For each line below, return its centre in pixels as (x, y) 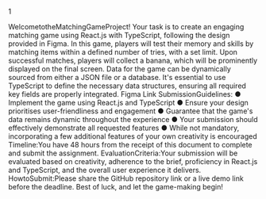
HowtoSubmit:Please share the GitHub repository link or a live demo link (126, 178)
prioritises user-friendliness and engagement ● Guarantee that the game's (131, 111)
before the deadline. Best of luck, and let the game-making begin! (116, 187)
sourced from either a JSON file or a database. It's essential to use (117, 77)
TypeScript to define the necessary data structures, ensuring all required (127, 86)
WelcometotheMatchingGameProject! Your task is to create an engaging (126, 27)
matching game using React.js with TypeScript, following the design (119, 35)
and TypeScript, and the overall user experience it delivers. (105, 170)
